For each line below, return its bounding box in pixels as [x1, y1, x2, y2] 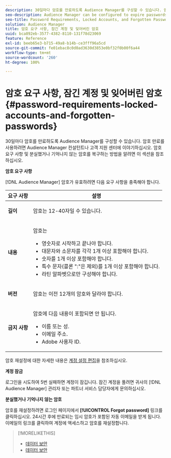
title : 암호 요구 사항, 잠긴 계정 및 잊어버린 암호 [5, 27, 99, 32]
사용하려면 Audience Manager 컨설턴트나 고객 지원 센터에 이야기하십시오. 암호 [5, 144, 162, 151]
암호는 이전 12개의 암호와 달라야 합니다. [33, 291, 123, 298]
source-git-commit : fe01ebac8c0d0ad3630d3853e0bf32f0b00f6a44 [5, 45, 140, 51]
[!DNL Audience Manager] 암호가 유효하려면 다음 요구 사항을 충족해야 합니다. [5, 179, 160, 185]
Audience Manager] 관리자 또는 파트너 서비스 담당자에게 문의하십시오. [5, 385, 146, 392]
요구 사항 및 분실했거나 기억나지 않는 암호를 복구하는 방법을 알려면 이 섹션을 [5, 151, 155, 157]
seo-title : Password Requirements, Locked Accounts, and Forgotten [5, 17, 152, 22]
